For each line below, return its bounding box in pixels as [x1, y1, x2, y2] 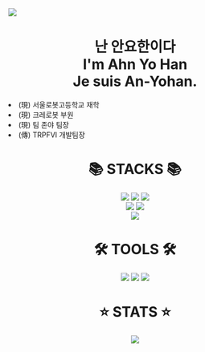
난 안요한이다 [94, 38, 176, 56]
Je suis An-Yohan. [72, 72, 198, 91]
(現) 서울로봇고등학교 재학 [18, 99, 100, 109]
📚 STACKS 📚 [88, 160, 182, 179]
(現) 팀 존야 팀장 [18, 119, 70, 129]
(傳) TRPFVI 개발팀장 [18, 130, 86, 140]
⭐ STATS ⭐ [99, 303, 171, 321]
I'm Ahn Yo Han [83, 55, 187, 74]
